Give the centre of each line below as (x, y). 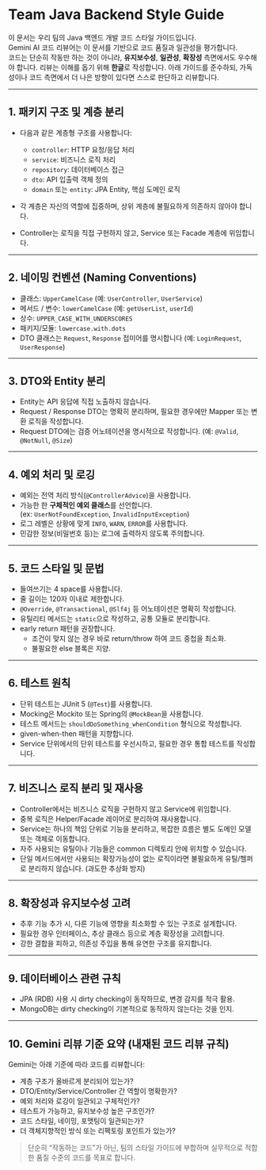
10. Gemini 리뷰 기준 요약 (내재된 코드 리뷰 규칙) (119, 1043)
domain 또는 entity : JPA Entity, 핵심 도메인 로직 (106, 189)
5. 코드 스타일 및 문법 (56, 568)
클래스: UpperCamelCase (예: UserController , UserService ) (111, 298)
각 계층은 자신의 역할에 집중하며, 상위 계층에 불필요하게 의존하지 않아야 (128, 206)
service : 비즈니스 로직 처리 (74, 159)
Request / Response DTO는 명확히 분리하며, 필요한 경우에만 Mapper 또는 (134, 412)
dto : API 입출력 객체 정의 (70, 179)
